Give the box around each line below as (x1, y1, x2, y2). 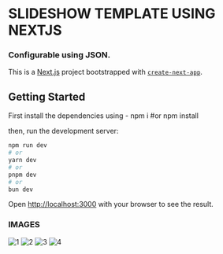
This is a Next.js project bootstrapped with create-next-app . (8, 68, 203, 77)
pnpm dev (8, 171, 37, 179)
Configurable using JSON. (8, 50, 111, 61)
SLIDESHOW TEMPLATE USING (8, 5, 216, 23)
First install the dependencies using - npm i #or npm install (8, 111, 199, 120)
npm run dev (8, 142, 47, 149)
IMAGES (8, 219, 41, 230)
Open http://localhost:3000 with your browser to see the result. (8, 200, 214, 209)
